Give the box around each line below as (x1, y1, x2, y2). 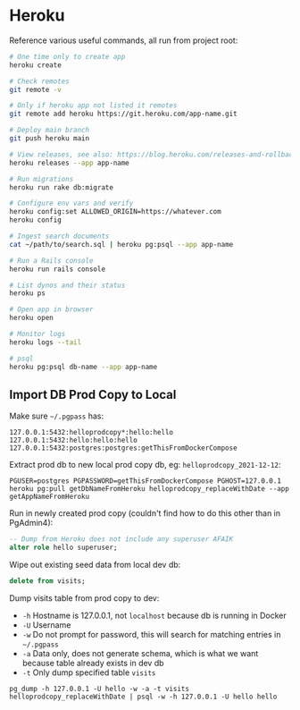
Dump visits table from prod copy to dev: (9, 593, 160, 604)
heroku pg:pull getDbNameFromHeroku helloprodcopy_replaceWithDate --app (9, 485, 290, 494)
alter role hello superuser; (9, 543, 118, 553)
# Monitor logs (9, 330, 66, 339)
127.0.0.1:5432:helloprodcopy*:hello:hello (9, 428, 174, 437)
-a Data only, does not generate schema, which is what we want (21, 648, 259, 658)
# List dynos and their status (9, 281, 126, 290)
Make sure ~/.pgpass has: (9, 410, 104, 421)
